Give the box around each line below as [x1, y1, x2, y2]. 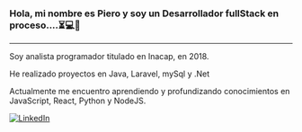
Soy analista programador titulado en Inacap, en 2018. [9, 51, 209, 62]
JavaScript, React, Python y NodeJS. [9, 95, 147, 106]
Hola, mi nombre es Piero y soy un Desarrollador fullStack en [9, 7, 280, 20]
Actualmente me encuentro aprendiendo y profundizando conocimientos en [9, 86, 290, 97]
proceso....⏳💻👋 [9, 19, 81, 31]
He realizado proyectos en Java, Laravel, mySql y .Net [9, 68, 210, 79]
